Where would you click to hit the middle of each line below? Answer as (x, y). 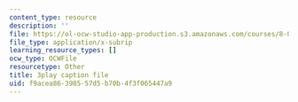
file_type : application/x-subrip (71, 42)
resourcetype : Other (47, 67)
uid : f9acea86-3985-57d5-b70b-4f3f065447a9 (91, 83)
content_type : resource (53, 17)
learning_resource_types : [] (63, 51)
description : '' (39, 26)
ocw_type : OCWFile (43, 59)
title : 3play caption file (59, 75)
